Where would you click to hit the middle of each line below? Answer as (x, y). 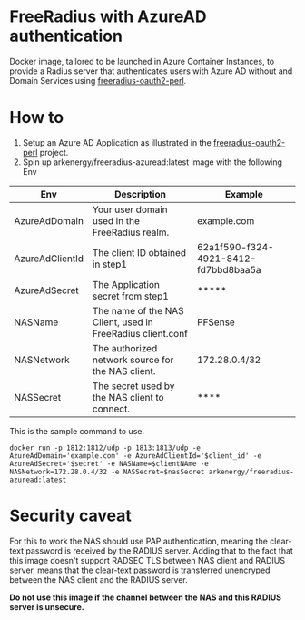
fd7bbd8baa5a (229, 269)
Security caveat (70, 516)
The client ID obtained (139, 252)
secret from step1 (131, 296)
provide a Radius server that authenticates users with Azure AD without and (151, 71)
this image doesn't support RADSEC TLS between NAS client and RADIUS (148, 560)
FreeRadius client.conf (140, 333)
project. (54, 152)
